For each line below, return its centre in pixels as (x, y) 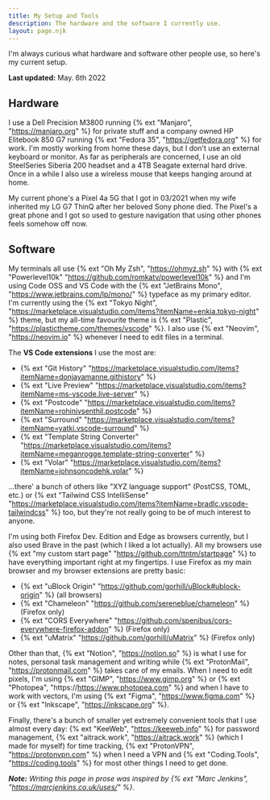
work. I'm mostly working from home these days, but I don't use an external (134, 148)
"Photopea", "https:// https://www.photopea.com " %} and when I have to (129, 687)
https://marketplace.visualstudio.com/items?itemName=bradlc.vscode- (130, 504)
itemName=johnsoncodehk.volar (74, 471)
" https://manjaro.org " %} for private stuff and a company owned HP (121, 131)
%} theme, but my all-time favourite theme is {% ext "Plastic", (111, 320)
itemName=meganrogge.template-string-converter (105, 454)
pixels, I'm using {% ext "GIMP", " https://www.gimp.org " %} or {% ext (124, 679)
